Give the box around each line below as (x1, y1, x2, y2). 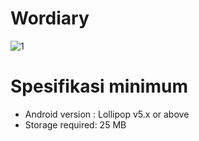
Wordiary (10, 7, 90, 30)
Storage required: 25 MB (24, 118, 127, 131)
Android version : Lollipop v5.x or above (24, 108, 190, 120)
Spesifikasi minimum (10, 75, 188, 98)
